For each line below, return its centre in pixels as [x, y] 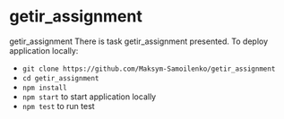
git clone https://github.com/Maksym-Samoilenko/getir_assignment [149, 69]
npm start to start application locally [89, 97]
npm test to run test [59, 106]
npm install [44, 88]
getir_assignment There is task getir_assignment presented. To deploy [139, 41]
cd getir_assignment [60, 78]
